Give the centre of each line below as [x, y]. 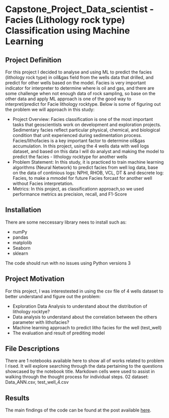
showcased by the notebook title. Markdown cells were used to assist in [80, 372]
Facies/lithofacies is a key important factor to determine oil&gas [79, 141]
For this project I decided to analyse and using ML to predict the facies [79, 72]
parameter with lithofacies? [41, 322]
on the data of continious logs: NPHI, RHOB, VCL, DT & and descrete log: [88, 173]
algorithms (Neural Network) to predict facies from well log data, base [85, 167]
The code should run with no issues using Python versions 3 [68, 263]
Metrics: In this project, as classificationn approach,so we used [78, 189]
